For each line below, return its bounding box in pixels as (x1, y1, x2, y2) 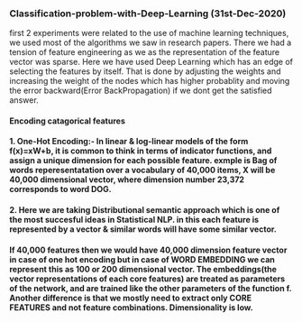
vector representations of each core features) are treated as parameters (9, 273, 286, 284)
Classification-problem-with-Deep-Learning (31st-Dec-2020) (9, 7, 287, 20)
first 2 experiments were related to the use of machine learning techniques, (9, 28, 289, 39)
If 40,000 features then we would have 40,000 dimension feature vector (9, 244, 288, 255)
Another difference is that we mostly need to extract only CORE (9, 292, 252, 303)
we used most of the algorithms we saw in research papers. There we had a (9, 37, 292, 48)
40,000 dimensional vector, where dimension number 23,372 (9, 174, 245, 185)
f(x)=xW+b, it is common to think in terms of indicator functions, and (9, 145, 272, 156)
